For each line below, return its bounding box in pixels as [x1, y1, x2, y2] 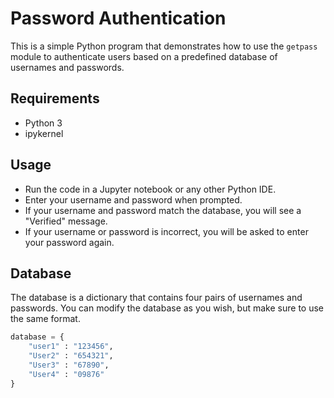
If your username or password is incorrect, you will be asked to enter [24, 225, 309, 237]
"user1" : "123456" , [28, 342, 114, 352]
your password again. [24, 236, 115, 248]
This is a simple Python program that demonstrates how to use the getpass [10, 40, 318, 52]
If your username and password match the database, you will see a [24, 204, 302, 216]
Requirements [10, 90, 100, 107]
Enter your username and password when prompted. [24, 193, 243, 206]
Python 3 [24, 117, 63, 129]
